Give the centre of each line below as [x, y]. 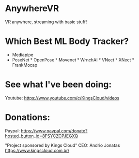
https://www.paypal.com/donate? [54, 130]
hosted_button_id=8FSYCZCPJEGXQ [42, 136]
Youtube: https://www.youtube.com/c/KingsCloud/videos [62, 98]
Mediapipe [23, 55]
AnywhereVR [32, 8]
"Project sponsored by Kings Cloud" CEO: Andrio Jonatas [62, 145]
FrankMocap [25, 65]
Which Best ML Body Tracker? [67, 41]
